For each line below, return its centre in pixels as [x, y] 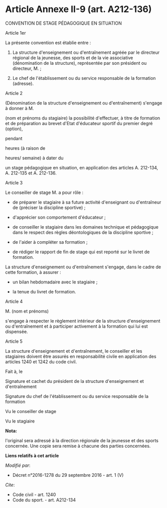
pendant [14, 138]
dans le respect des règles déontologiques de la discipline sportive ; [83, 232]
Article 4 [14, 301]
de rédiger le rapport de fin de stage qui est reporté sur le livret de [81, 252]
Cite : [10, 485]
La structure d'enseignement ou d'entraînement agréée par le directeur [86, 52]
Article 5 [14, 341]
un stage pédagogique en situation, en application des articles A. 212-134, [82, 167]
